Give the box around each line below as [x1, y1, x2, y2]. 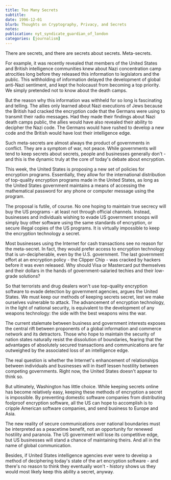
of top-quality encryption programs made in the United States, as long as [5, 177, 159, 183]
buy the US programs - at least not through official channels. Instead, [5, 208, 151, 215]
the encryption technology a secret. [5, 230, 81, 236]
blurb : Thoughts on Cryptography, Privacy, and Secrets [5, 22, 127, 27]
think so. [5, 373, 23, 380]
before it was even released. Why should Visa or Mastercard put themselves [5, 262, 166, 268]
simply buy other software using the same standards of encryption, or [5, 219, 153, 225]
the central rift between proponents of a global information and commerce [5, 325, 162, 331]
